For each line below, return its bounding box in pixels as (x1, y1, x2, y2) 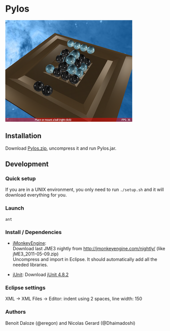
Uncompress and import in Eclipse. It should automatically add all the (12, 256, 157, 262)
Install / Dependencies (5, 228, 62, 236)
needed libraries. (12, 262, 48, 268)
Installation (5, 131, 42, 140)
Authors (5, 308, 26, 315)
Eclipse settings (5, 284, 46, 291)
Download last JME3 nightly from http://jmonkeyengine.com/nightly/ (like (12, 246, 165, 252)
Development (5, 160, 49, 169)
